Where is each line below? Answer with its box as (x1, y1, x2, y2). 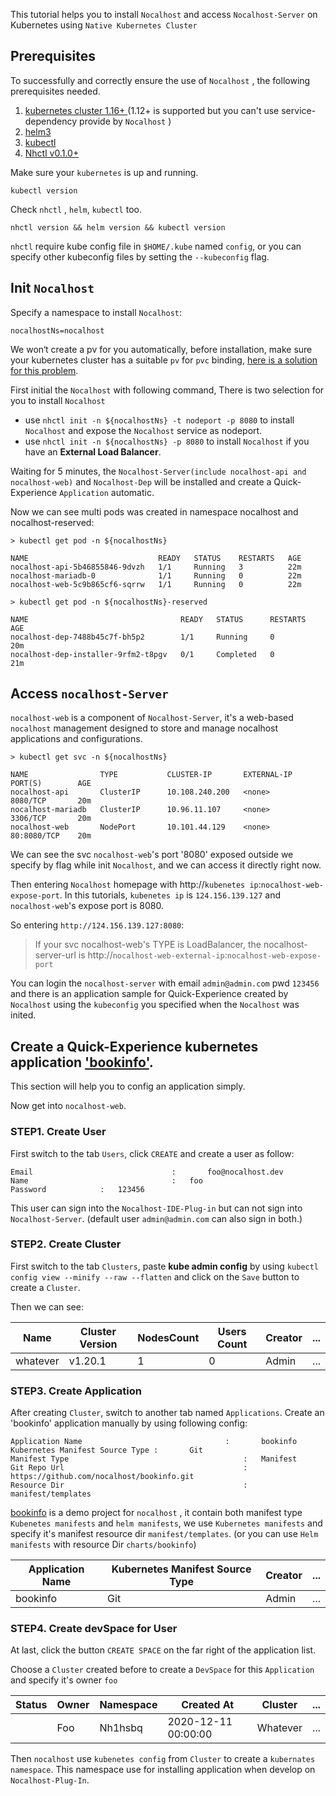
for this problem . (10, 364, 79, 376)
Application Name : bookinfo (10, 1437, 298, 1447)
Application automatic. (59, 486, 155, 498)
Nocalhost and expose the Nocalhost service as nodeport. (24, 424, 263, 436)
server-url (34, 949, 77, 961)
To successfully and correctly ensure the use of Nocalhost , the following (10, 74, 311, 86)
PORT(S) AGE (10, 779, 92, 789)
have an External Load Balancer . (24, 445, 162, 458)
